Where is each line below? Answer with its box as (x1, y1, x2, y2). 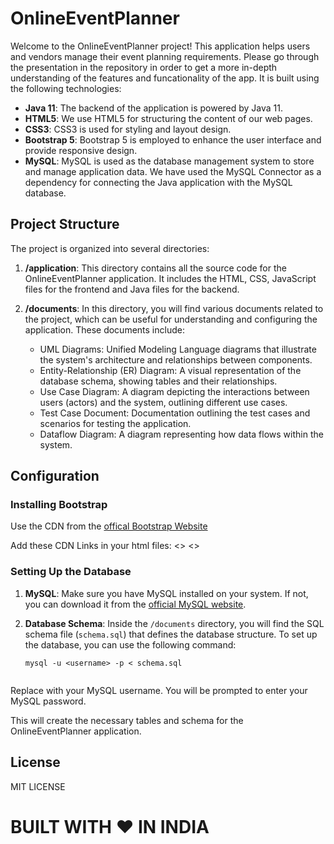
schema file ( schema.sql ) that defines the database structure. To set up (24, 628, 318, 640)
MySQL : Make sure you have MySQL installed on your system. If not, (24, 587, 309, 599)
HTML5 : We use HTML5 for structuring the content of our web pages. (24, 112, 313, 124)
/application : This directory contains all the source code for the (24, 262, 287, 274)
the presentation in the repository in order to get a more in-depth (10, 61, 278, 73)
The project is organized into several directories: (10, 242, 210, 254)
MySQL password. (10, 695, 87, 707)
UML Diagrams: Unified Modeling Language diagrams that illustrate (39, 343, 317, 355)
